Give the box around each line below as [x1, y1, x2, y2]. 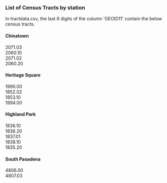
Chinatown [5, 33, 29, 39]
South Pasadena [5, 156, 41, 162]
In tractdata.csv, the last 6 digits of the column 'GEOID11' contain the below [5, 16, 162, 22]
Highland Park [5, 111, 36, 117]
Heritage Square [5, 72, 41, 78]
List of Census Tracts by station [5, 4, 85, 11]
